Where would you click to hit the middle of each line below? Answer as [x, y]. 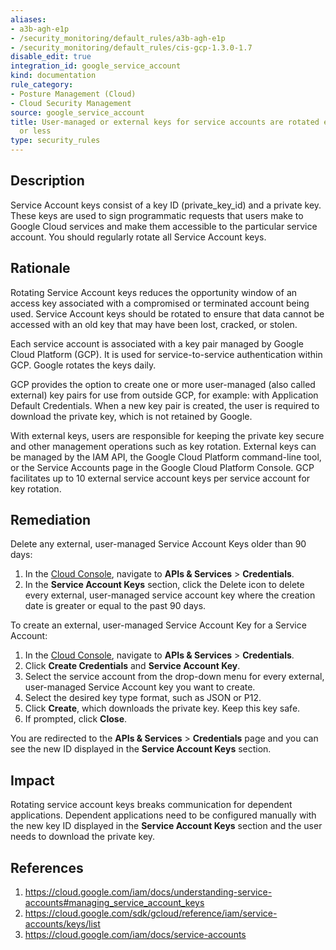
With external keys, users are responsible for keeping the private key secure [167, 435]
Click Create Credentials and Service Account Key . [132, 666]
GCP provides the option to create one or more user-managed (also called [163, 384]
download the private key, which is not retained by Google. [131, 416]
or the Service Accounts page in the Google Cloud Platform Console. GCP [162, 467]
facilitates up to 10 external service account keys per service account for [160, 478]
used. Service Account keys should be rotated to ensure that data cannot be [167, 313]
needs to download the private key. [83, 837]
